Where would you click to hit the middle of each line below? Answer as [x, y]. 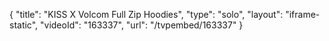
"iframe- [303, 14]
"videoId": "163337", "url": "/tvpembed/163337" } [142, 25]
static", [24, 25]
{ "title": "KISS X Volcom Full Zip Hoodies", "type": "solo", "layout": [146, 14]
